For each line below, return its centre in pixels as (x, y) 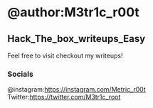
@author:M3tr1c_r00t (74, 12)
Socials (20, 74)
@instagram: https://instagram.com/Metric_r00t (76, 90)
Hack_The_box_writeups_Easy (76, 39)
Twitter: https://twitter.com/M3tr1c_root (64, 97)
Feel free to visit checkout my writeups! (65, 55)
